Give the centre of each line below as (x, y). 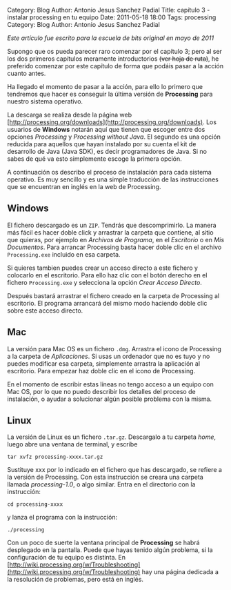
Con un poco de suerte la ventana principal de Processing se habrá (103, 543)
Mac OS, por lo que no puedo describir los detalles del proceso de (101, 391)
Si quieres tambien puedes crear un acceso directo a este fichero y (103, 268)
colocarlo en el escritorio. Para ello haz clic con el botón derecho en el (107, 275)
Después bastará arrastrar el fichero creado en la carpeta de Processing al (113, 295)
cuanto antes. (27, 73)
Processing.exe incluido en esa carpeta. (64, 254)
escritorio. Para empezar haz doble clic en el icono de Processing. (101, 371)
